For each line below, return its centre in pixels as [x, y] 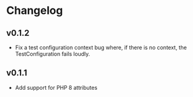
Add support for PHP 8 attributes [56, 87]
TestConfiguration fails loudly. [52, 54]
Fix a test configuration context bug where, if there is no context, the [101, 47]
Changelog [35, 11]
